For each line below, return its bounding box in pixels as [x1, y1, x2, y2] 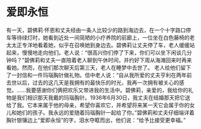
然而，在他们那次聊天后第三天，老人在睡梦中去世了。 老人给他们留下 [22, 64, 191, 71]
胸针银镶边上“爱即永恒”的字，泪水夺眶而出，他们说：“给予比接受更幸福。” [6, 116, 186, 124]
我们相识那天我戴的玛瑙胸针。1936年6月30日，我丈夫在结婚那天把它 [16, 94, 185, 101]
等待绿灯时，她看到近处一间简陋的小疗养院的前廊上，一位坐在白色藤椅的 [11, 34, 190, 41]
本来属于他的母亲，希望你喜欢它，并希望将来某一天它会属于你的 [32, 101, 190, 109]
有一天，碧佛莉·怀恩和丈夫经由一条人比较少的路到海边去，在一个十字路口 [6, 26, 187, 34]
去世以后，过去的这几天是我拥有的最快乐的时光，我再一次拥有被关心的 [6, 79, 179, 86]
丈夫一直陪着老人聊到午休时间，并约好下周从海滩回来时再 [45, 56, 187, 64]
